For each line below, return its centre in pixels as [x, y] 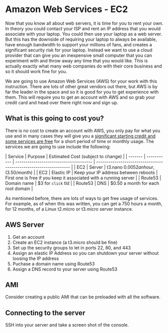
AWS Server [25, 225]
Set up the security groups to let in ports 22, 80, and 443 [71, 247]
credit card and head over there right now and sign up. [62, 102]
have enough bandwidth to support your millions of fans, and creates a [79, 44]
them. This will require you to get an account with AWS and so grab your [80, 97]
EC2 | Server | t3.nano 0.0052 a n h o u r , [116, 167]
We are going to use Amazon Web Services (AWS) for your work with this [81, 81]
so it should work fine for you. [36, 71]
